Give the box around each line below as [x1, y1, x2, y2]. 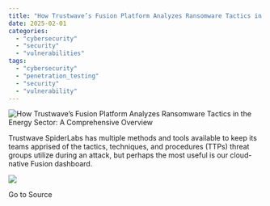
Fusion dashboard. [30, 159, 93, 169]
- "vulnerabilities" [15, 49, 85, 57]
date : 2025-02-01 [8, 19, 67, 27]
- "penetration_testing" [15, 72, 99, 80]
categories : [8, 27, 49, 35]
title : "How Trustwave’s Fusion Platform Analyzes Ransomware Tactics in [8, 11, 263, 20]
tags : [8, 57, 27, 65]
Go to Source [8, 190, 53, 200]
